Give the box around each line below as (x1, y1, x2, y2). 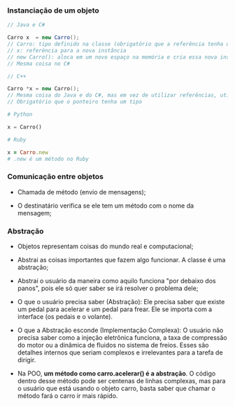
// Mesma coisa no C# (7, 60, 71, 67)
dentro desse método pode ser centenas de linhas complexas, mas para (17, 377, 226, 385)
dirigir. (17, 356, 36, 364)
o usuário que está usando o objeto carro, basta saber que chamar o (17, 384, 215, 393)
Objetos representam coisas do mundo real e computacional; (17, 242, 194, 250)
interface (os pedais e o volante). (17, 313, 113, 321)
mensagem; (17, 208, 52, 217)
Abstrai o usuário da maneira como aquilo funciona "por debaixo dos (17, 277, 216, 285)
